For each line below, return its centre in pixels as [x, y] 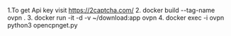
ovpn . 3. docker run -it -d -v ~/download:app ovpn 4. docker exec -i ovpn [116, 18]
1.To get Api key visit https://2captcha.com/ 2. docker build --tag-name [111, 10]
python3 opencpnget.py [43, 25]
